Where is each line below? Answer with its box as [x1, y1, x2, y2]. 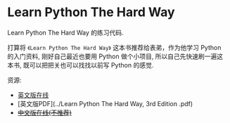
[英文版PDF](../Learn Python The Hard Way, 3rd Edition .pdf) [17, 99, 193, 108]
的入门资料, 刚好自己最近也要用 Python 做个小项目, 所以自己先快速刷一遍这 [7, 52, 224, 60]
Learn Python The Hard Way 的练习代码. [7, 28, 124, 37]
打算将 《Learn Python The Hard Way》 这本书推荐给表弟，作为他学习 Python [7, 43, 222, 51]
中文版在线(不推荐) [17, 108, 72, 117]
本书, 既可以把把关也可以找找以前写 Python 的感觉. [7, 60, 154, 69]
